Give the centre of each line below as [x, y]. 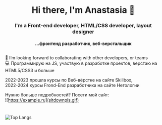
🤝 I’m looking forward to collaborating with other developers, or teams [77, 58]
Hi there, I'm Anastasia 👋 [83, 10]
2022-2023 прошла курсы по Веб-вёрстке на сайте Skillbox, [69, 80]
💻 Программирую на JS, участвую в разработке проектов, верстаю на [81, 63]
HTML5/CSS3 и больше [30, 71]
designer [83, 32]
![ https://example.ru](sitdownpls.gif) [42, 100]
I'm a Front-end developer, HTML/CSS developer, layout [83, 26]
